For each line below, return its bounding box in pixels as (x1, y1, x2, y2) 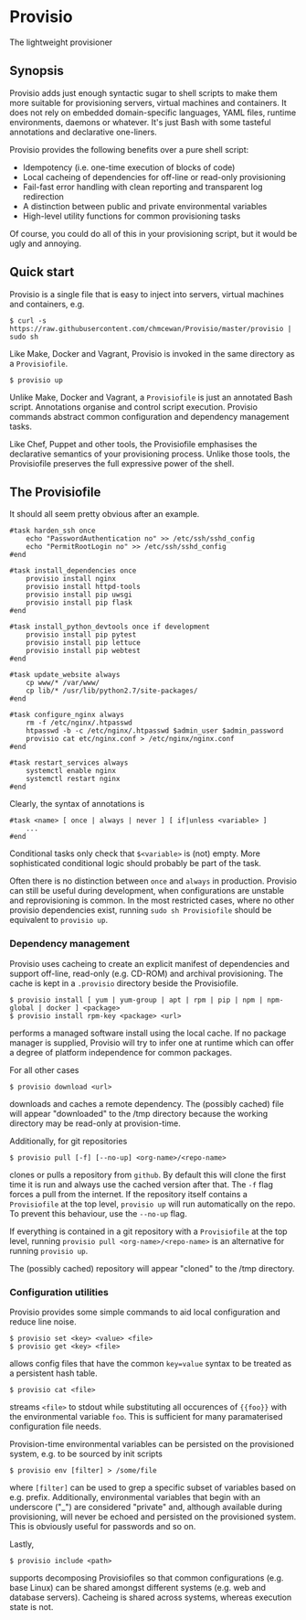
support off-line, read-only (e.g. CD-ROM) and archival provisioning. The (9, 968, 284, 979)
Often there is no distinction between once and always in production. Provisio (9, 875, 297, 886)
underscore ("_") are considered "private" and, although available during (9, 1501, 283, 1512)
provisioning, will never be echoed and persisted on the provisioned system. (9, 1511, 297, 1522)
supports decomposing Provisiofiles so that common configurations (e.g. (9, 1572, 284, 1583)
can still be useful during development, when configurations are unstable (9, 885, 285, 896)
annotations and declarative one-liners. (9, 126, 157, 137)
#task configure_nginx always (9, 711, 125, 720)
